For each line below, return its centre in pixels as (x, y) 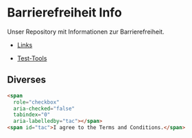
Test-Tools (32, 58)
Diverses (27, 80)
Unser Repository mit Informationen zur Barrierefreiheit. (86, 32)
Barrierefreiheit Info (64, 13)
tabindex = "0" (32, 115)
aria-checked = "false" (44, 108)
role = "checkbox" (36, 102)
